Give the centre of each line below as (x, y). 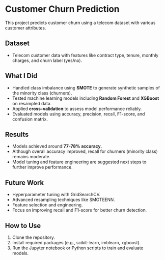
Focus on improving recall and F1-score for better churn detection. (80, 210)
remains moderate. (31, 157)
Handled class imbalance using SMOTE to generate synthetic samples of (86, 87)
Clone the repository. (33, 237)
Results (17, 134)
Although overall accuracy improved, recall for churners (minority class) (85, 151)
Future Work (25, 183)
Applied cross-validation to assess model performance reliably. (77, 109)
